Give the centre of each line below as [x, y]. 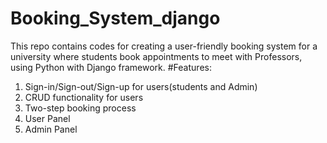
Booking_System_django [115, 18]
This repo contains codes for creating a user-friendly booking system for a [164, 46]
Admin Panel [51, 129]
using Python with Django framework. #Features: [111, 67]
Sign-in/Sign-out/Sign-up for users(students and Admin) [141, 86]
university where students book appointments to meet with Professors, [156, 56]
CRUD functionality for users [84, 97]
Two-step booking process [80, 108]
